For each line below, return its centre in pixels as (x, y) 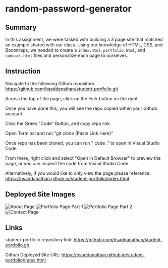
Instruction (23, 71)
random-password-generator (69, 9)
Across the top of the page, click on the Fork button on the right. (72, 98)
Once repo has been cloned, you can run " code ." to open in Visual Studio (82, 143)
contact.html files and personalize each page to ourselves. (67, 55)
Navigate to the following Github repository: (50, 83)
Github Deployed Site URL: (33, 255)
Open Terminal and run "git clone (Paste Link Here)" (59, 133)
